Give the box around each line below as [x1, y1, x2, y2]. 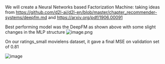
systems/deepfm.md [5, 15, 47, 20]
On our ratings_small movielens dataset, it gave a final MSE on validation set [5, 39, 160, 44]
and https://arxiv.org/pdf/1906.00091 [48, 15, 123, 20]
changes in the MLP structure [5, 29, 66, 35]
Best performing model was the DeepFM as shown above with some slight [5, 24, 156, 30]
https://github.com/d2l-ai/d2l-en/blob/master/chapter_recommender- [15, 9, 158, 15]
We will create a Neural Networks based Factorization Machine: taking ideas [5, 4, 160, 10]
